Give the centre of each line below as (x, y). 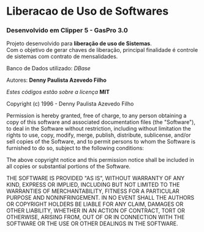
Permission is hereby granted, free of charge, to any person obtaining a (96, 116)
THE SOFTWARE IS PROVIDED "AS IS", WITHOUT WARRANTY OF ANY (96, 178)
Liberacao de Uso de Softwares (88, 11)
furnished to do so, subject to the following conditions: (75, 148)
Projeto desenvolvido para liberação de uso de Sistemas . (79, 43)
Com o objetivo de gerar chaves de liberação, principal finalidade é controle (102, 50)
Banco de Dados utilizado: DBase (48, 68)
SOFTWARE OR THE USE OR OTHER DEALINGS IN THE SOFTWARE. (92, 223)
